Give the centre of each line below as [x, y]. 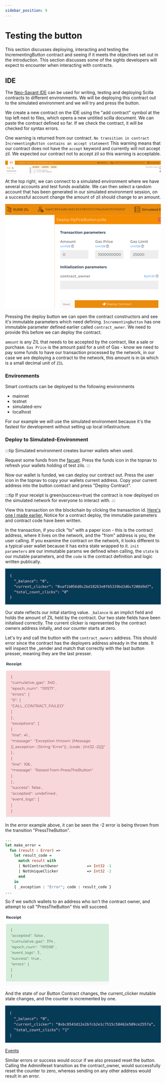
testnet [20, 402]
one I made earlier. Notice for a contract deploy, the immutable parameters [81, 515]
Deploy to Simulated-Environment [47, 440]
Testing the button [44, 35]
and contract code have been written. [43, 520]
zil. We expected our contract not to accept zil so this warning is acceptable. [83, 154]
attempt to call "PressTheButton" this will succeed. [57, 907]
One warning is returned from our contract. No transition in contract [77, 138]
